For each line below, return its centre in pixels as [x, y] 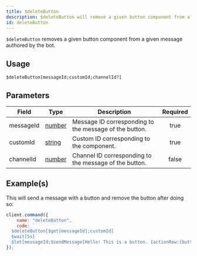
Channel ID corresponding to [112, 155]
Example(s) [27, 183]
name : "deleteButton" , [44, 220]
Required [175, 112]
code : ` [26, 226]
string [53, 142]
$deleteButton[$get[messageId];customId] [63, 231]
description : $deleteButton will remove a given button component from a [98, 17]
